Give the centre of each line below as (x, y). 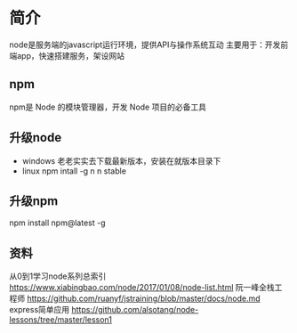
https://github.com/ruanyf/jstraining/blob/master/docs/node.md (143, 298)
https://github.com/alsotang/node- (135, 310)
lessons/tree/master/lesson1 (61, 320)
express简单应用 (40, 310)
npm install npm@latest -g (57, 223)
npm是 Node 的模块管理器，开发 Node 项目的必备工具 (108, 107)
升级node (36, 138)
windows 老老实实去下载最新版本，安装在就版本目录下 (121, 160)
